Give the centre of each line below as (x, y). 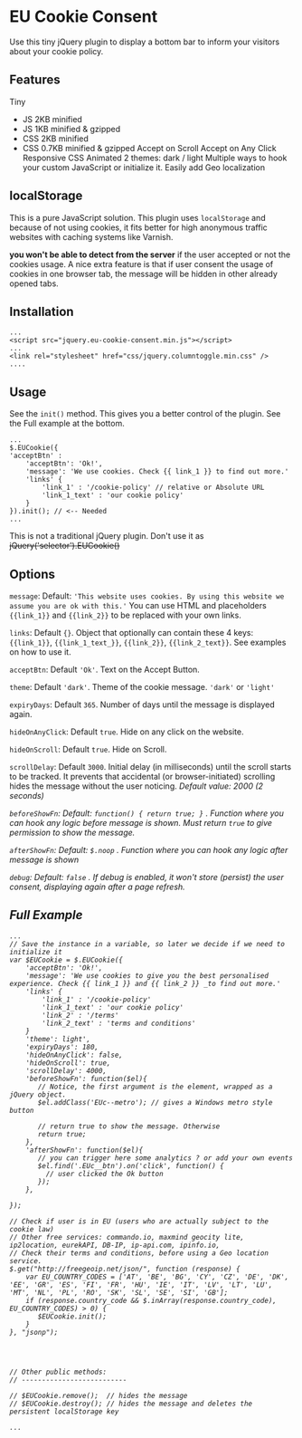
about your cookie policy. (57, 51)
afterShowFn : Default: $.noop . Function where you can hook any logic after (149, 850)
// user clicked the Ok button (105, 1174)
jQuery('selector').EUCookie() (65, 546)
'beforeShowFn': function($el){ (86, 1078)
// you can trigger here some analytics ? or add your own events (165, 1158)
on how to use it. (40, 652)
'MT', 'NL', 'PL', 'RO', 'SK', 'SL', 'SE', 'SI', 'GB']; (119, 1292)
